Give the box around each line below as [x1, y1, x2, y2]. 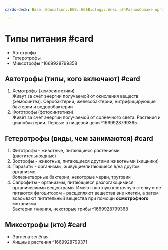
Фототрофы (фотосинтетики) [12, 109, 74, 115]
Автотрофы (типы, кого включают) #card [5, 74, 140, 83]
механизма [12, 201, 37, 207]
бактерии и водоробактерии [12, 104, 73, 110]
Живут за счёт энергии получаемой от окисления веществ [12, 93, 139, 99]
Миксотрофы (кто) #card [5, 220, 87, 229]
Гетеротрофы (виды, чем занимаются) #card [5, 134, 153, 143]
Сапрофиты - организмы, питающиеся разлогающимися [12, 179, 134, 185]
